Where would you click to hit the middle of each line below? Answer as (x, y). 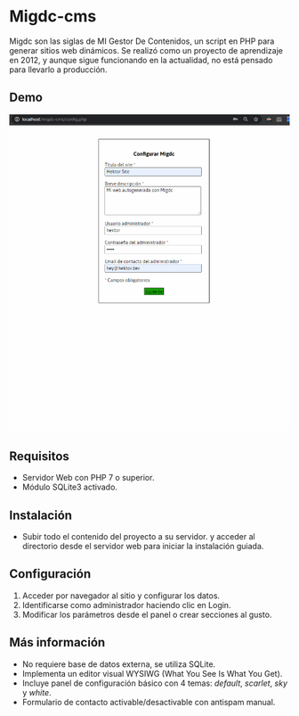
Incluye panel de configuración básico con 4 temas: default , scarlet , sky (154, 683)
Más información (57, 642)
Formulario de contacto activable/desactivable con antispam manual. (149, 702)
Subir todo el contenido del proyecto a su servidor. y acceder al (138, 537)
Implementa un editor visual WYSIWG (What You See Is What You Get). (152, 673)
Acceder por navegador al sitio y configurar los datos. (121, 596)
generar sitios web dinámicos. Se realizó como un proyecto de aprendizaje (146, 50)
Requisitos (39, 456)
